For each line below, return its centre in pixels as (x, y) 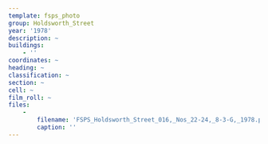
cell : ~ (21, 90)
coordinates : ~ (33, 61)
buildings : (26, 46)
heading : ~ (26, 68)
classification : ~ (39, 75)
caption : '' (57, 127)
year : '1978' (30, 30)
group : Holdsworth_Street (51, 23)
